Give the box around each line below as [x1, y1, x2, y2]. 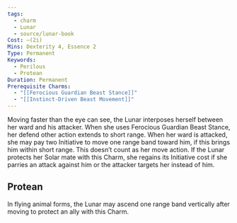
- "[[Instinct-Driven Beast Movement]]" [13, 96, 134, 103]
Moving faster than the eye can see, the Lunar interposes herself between [7, 115, 224, 124]
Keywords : [7, 57, 37, 64]
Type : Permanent [7, 50, 55, 57]
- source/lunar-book [13, 30, 74, 38]
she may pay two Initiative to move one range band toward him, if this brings [7, 138, 231, 146]
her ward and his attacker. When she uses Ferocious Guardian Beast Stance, [7, 123, 231, 131]
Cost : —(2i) [7, 37, 42, 44]
